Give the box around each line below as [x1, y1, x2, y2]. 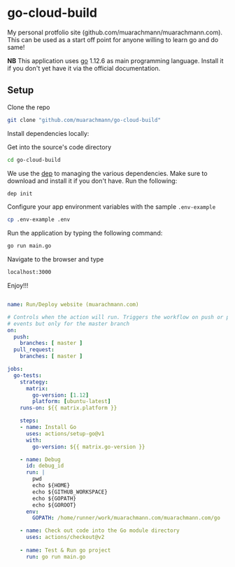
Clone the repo [7, 103, 50, 111]
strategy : [20, 378, 49, 385]
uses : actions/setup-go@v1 [25, 430, 105, 437]
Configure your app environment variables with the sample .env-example [7, 203, 216, 211]
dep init [7, 190, 33, 197]
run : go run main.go [25, 553, 86, 560]
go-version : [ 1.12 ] [32, 391, 90, 399]
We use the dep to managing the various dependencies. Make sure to [7, 169, 208, 177]
